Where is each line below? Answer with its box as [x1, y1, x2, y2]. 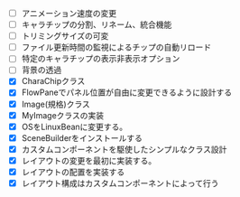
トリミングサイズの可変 [21, 31, 109, 42]
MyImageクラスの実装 [21, 109, 105, 120]
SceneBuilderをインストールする [21, 132, 143, 143]
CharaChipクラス [21, 76, 86, 87]
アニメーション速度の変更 [21, 8, 117, 18]
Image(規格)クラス [21, 98, 91, 109]
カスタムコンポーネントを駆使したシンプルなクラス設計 [21, 144, 227, 155]
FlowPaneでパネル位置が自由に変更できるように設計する [21, 87, 232, 98]
